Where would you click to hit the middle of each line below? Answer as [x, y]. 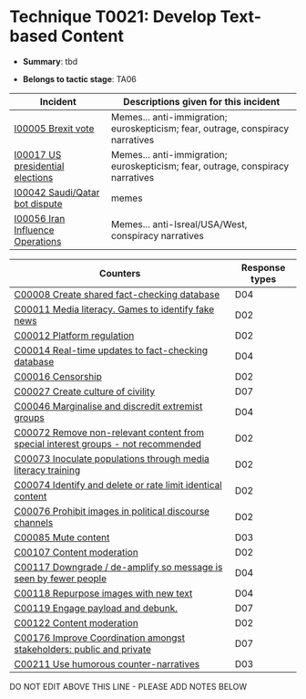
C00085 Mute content [62, 537]
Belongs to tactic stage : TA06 [79, 78]
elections [34, 177]
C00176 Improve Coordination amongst [100, 638]
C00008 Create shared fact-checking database [117, 294]
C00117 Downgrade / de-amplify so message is [118, 567]
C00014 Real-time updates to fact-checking [111, 350]
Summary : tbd [50, 61]
